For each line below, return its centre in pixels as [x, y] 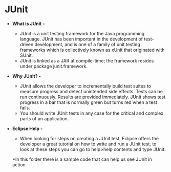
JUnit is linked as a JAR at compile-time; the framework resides [87, 60]
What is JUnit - [28, 24]
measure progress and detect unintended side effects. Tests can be [91, 91]
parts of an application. [44, 118]
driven [27, 44]
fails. [25, 107]
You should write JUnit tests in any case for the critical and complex [92, 113]
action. [19, 164]
